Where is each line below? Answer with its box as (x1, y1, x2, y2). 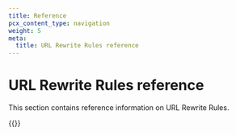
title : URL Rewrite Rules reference (15, 42, 139, 50)
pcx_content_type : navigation (8, 19, 111, 27)
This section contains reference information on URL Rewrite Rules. (8, 103, 230, 112)
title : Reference (8, 11, 67, 20)
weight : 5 (8, 27, 42, 35)
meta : (8, 34, 27, 43)
